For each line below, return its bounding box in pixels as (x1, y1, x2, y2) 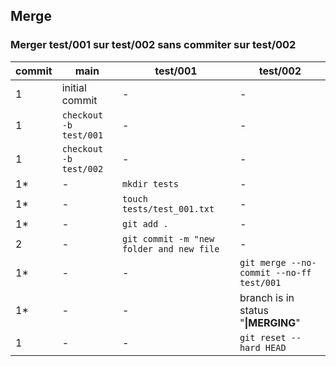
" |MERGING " (239, 315, 301, 329)
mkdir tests (121, 178, 179, 189)
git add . (121, 218, 169, 229)
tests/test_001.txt (121, 203, 215, 214)
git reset (239, 332, 287, 343)
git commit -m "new (121, 233, 215, 244)
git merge (239, 257, 287, 268)
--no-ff (275, 267, 312, 278)
